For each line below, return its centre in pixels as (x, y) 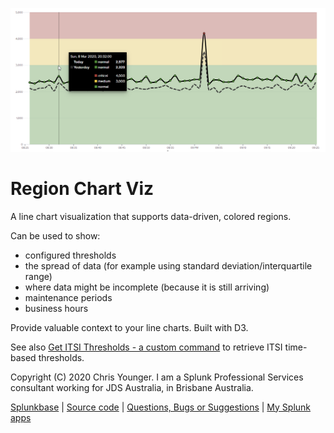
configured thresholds (70, 255)
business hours (56, 308)
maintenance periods (68, 297)
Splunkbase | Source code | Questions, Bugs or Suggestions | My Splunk (161, 407)
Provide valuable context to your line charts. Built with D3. (129, 327)
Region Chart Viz (82, 189)
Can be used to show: (55, 235)
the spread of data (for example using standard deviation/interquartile (168, 265)
